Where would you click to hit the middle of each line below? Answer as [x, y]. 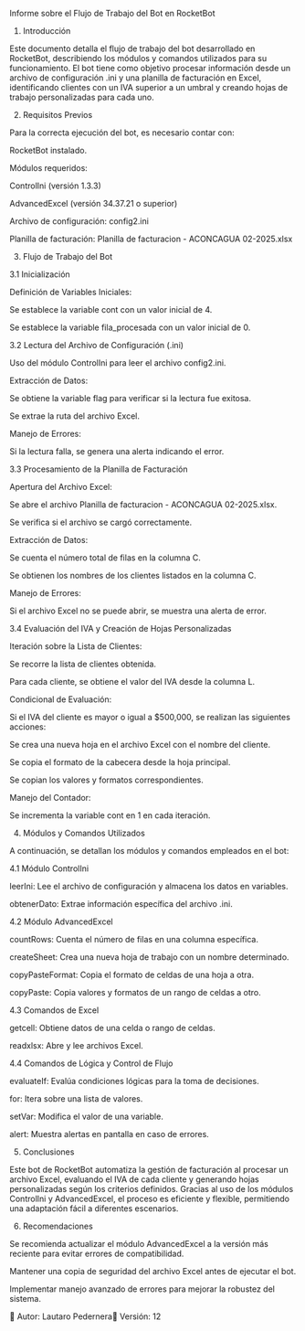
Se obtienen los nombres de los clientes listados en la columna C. [133, 575]
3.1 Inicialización [40, 274]
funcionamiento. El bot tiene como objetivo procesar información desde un [150, 68]
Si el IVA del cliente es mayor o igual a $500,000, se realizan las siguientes [150, 717]
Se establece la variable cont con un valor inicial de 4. [111, 309]
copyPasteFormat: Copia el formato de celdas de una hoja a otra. [131, 974]
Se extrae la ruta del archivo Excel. [74, 416]
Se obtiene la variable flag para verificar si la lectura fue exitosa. [131, 398]
